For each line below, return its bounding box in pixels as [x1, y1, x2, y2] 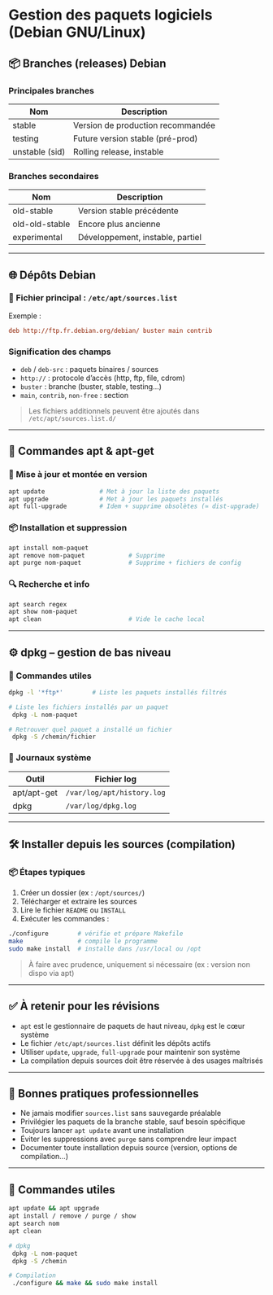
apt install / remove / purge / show [8, 1212, 136, 1220]
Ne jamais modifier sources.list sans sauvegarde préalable [19, 1109, 222, 1118]
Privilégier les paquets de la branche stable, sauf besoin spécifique [19, 1117, 245, 1127]
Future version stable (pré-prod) [72, 133, 198, 144]
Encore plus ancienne [78, 218, 161, 230]
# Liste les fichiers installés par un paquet [8, 702, 169, 711]
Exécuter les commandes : [19, 914, 110, 924]
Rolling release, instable [72, 146, 164, 157]
